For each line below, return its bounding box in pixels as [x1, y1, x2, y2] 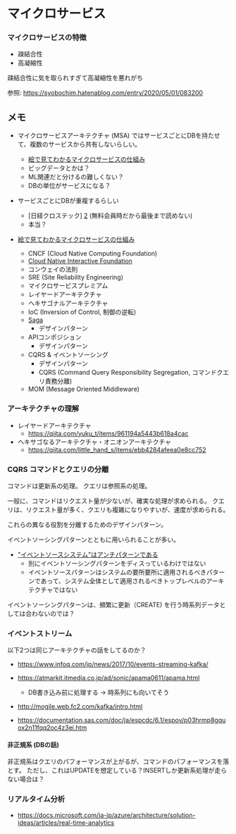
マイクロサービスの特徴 [7, 32, 87, 42]
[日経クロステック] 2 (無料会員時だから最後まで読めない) [27, 211, 193, 220]
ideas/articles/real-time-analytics [17, 818, 115, 827]
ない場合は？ [7, 775, 44, 783]
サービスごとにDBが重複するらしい [17, 197, 120, 205]
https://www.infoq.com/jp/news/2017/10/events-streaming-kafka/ [17, 660, 209, 668]
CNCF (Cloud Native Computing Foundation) [27, 249, 158, 258]
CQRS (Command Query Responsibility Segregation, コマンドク [38, 368, 223, 377]
